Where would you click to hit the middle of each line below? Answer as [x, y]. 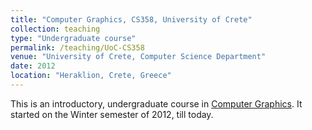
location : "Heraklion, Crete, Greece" [91, 76]
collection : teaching [55, 29]
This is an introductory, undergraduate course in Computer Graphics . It [156, 103]
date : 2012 [33, 66]
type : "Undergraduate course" [73, 38]
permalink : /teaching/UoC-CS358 [77, 47]
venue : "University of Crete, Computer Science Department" [138, 57]
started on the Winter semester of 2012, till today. [112, 114]
